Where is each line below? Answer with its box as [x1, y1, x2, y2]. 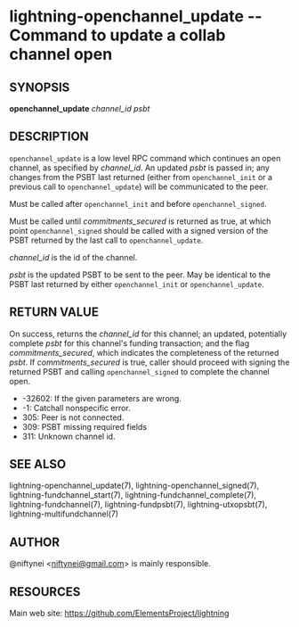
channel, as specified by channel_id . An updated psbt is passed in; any [9, 162, 270, 173]
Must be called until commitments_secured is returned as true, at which [9, 216, 271, 227]
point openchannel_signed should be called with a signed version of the [9, 225, 269, 235]
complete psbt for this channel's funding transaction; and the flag [9, 337, 250, 349]
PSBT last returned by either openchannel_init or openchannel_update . [9, 278, 264, 289]
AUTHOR [9, 534, 61, 549]
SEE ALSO [9, 457, 67, 472]
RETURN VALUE [9, 305, 100, 320]
